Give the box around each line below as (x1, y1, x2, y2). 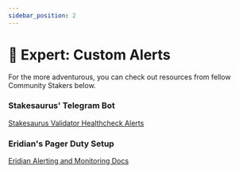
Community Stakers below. (8, 80, 97, 90)
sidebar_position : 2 (8, 11, 77, 20)
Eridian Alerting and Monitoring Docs (8, 156, 129, 166)
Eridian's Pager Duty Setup (8, 138, 115, 149)
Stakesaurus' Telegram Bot (8, 100, 115, 111)
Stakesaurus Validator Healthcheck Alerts (8, 118, 145, 128)
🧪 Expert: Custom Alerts (8, 45, 171, 63)
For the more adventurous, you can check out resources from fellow (8, 72, 232, 82)
